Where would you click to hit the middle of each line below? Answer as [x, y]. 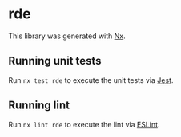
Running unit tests [55, 61]
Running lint [39, 106]
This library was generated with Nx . [67, 36]
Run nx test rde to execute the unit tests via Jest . [91, 80]
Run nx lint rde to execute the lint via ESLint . [84, 124]
